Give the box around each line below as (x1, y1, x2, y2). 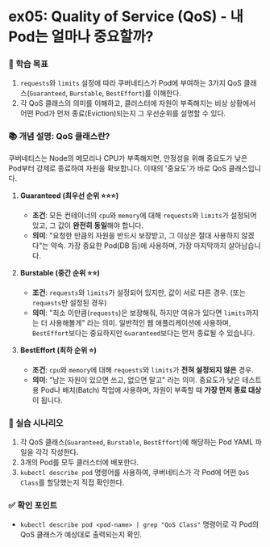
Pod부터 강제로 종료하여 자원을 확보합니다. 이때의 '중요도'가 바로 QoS (8, 163, 227, 173)
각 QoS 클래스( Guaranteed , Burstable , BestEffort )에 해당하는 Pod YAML (19, 437, 254, 447)
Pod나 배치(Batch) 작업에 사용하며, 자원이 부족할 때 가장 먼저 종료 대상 (40, 385, 262, 394)
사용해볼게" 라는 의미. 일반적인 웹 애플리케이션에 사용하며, (49, 318, 231, 327)
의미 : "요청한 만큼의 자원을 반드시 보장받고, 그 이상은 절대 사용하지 (31, 230, 240, 240)
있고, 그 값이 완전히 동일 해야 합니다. (31, 220, 143, 230)
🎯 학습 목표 (8, 58, 48, 69)
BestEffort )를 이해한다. (106, 88, 181, 98)
